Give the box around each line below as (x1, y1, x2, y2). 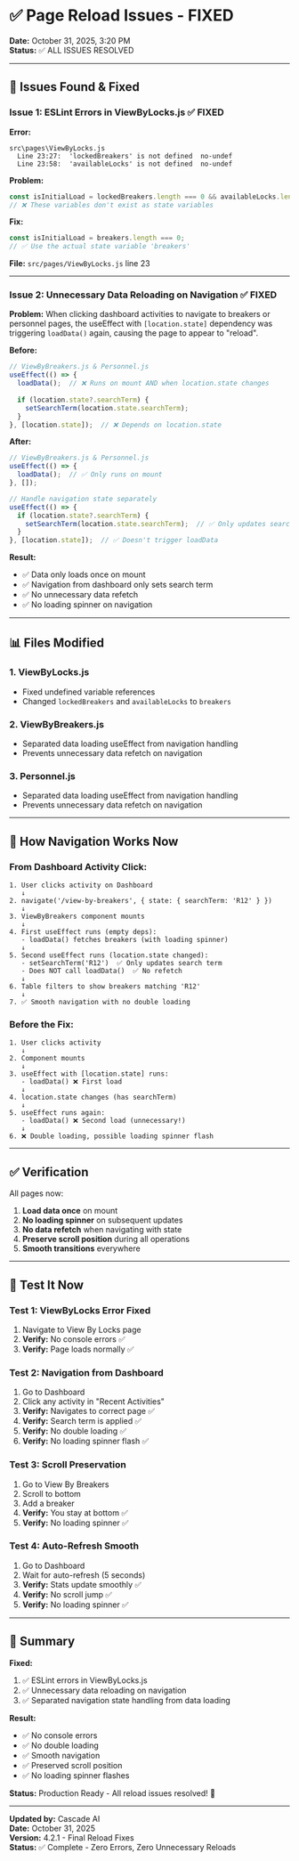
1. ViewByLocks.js (9, 666, 90, 679)
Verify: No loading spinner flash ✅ (21, 1435, 149, 1447)
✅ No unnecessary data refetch (21, 589, 139, 600)
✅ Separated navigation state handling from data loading (21, 1694, 231, 1705)
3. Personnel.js (9, 770, 76, 783)
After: (9, 436, 32, 447)
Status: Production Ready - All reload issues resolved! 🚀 (9, 1787, 216, 1799)
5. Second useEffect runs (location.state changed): (9, 951, 209, 960)
